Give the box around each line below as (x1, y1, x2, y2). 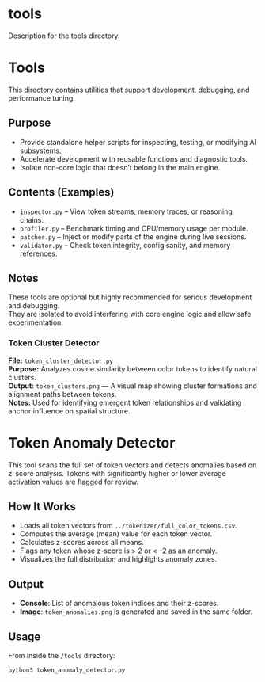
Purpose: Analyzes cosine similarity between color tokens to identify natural (8, 364, 257, 373)
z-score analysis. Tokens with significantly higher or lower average (8, 468, 227, 478)
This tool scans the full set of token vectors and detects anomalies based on (8, 460, 257, 470)
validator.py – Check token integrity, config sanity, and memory (19, 240, 231, 250)
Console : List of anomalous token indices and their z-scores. (19, 599, 219, 608)
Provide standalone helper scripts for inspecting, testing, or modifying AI (19, 137, 257, 147)
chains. (19, 215, 44, 224)
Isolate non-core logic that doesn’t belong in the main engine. (19, 162, 221, 172)
